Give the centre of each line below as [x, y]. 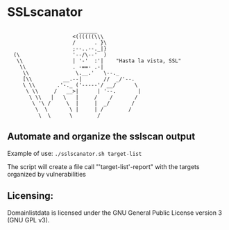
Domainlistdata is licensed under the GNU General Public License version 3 [114, 213]
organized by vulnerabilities [47, 174]
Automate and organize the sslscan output [101, 137]
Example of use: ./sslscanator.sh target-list [75, 153]
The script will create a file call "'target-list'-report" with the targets [103, 166]
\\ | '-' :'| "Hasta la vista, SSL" [99, 61]
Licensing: [31, 196]
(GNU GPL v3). [28, 220]
